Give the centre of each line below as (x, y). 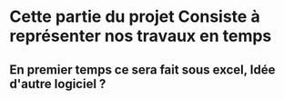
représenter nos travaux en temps (141, 36)
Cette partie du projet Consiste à (135, 17)
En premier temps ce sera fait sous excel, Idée (142, 70)
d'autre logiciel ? (58, 84)
